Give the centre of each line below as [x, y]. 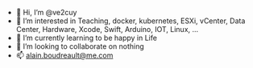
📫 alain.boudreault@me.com [64, 55]
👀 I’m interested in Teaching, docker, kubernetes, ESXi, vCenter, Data [131, 21]
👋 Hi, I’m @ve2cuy [46, 12]
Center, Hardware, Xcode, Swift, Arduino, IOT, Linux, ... [107, 29]
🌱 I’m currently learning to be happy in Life [86, 38]
